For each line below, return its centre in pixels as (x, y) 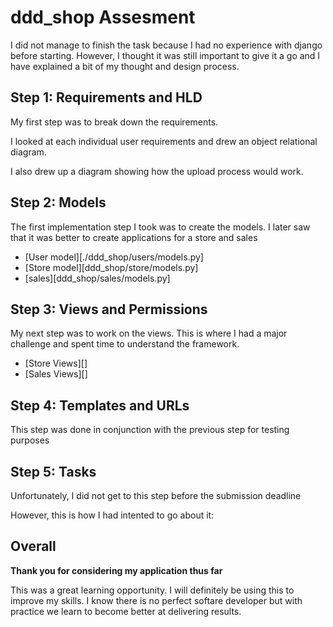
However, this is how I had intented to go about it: (112, 515)
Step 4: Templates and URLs (100, 405)
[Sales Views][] (56, 374)
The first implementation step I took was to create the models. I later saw (160, 227)
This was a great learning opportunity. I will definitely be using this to (152, 590)
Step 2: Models (58, 202)
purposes (30, 440)
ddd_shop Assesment (103, 17)
